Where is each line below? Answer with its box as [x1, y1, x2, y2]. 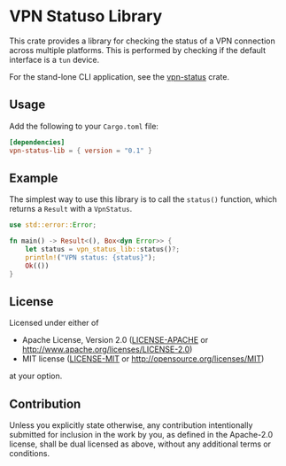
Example [9, 170, 58, 185]
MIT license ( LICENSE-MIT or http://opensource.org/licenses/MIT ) [21, 353, 265, 364]
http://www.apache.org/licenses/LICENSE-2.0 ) [21, 344, 193, 355]
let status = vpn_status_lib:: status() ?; [25, 245, 180, 254]
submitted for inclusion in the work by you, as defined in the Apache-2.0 [9, 430, 273, 440]
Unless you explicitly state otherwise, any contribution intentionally [9, 420, 253, 431]
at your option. [9, 370, 63, 382]
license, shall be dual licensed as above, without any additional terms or [9, 439, 272, 449]
